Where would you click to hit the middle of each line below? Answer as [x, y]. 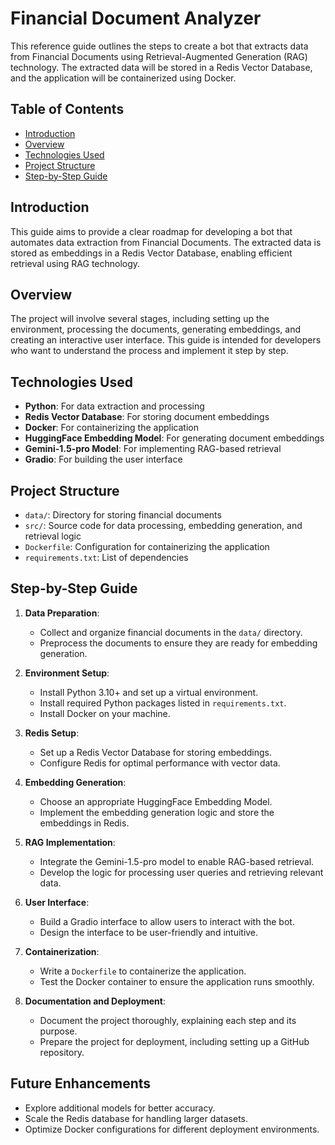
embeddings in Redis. [84, 823]
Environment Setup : [67, 673]
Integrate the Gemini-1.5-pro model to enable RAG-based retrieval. [177, 861]
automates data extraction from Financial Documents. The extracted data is [166, 242]
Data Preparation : [62, 613]
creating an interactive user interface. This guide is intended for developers [166, 340]
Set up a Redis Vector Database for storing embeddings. [155, 752]
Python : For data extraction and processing [114, 406]
